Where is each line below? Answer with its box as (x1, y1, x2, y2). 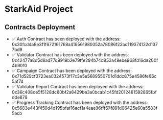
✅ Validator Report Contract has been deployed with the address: (11, 84, 144, 89)
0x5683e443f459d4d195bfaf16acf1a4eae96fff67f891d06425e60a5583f (11, 105, 158, 111)
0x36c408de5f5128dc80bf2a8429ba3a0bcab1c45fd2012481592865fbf (11, 89, 157, 95)
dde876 (11, 95, 28, 100)
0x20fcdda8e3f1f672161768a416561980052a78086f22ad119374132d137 (11, 42, 158, 47)
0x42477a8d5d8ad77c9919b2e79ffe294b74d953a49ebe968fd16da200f (11, 57, 158, 63)
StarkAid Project (4, 3, 73, 15)
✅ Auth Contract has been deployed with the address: (11, 36, 121, 42)
